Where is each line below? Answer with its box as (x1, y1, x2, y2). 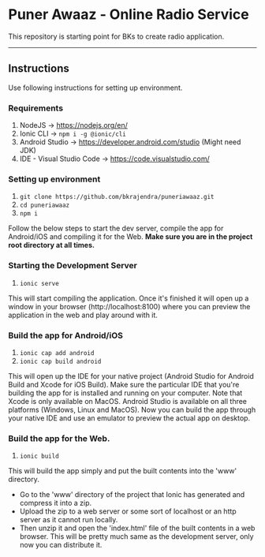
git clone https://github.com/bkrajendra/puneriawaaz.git (19, 193, 215, 201)
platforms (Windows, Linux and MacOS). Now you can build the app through (8, 405, 256, 414)
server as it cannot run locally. (19, 515, 118, 525)
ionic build (19, 452, 59, 461)
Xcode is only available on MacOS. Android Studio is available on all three (8, 396, 247, 406)
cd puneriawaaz (19, 201, 70, 210)
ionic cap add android (19, 349, 95, 357)
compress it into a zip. (19, 499, 92, 508)
